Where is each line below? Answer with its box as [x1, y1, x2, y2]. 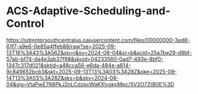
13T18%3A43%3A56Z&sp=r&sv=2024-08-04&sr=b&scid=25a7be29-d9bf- [6, 49, 193, 56]
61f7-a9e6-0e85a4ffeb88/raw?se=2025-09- [6, 43, 117, 50]
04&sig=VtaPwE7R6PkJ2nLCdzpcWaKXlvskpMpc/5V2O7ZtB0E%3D [6, 80, 175, 87]
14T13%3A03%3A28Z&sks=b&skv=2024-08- [6, 74, 119, 82]
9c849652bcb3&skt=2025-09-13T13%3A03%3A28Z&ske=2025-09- [6, 68, 178, 75]
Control [6, 17, 45, 30]
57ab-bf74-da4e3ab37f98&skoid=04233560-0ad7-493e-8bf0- [6, 55, 164, 62]
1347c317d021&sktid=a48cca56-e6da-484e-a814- [6, 61, 132, 69]
